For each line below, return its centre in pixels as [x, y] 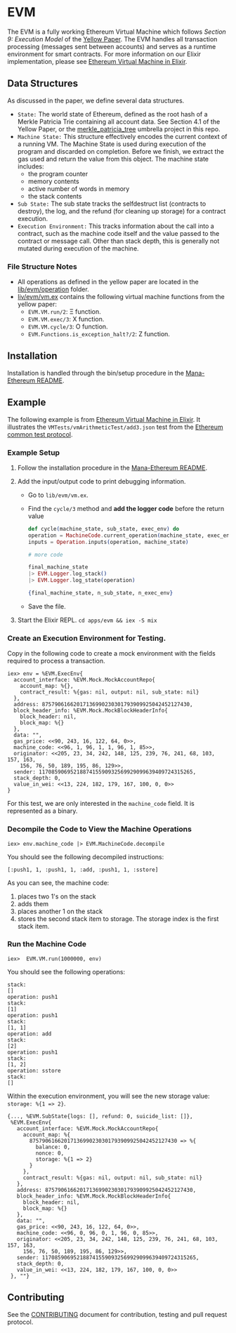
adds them [33, 903]
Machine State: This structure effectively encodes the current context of [122, 136]
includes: [31, 166]
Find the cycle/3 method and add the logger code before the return [126, 508]
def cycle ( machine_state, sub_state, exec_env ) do [104, 529]
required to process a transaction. [56, 661]
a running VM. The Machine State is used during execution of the [112, 144]
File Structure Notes [42, 266]
